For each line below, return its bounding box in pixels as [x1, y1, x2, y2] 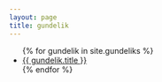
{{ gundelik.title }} [21, 55, 88, 65]
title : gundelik [9, 21, 69, 30]
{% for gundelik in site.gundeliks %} [21, 45, 154, 56]
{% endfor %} [21, 63, 73, 75]
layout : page [9, 12, 58, 22]
